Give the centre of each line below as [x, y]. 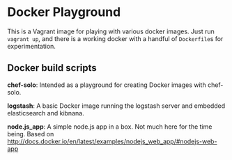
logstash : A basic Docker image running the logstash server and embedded [116, 106]
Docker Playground [64, 12]
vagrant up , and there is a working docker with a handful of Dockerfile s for [115, 38]
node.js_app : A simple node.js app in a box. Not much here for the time [110, 127]
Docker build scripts [52, 68]
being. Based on [31, 134]
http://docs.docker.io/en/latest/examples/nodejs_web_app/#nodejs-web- [112, 141]
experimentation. [31, 46]
